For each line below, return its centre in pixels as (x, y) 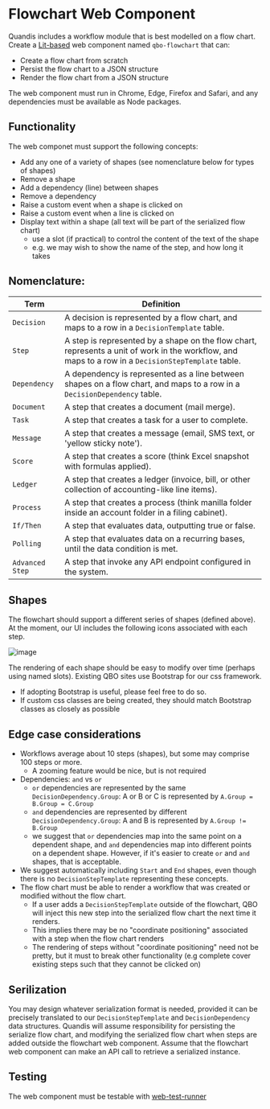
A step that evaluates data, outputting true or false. (160, 525)
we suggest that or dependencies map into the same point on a (137, 836)
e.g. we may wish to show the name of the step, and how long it (137, 247)
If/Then (27, 525)
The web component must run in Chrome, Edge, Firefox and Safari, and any (133, 92)
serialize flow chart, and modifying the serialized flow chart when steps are (133, 1035)
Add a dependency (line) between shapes (89, 187)
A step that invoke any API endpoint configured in (157, 561)
